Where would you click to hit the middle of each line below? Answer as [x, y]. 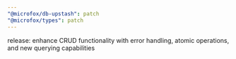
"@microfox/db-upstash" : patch [53, 14]
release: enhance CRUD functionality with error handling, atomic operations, [118, 40]
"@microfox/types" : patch [45, 20]
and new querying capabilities [51, 48]
